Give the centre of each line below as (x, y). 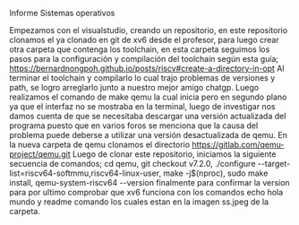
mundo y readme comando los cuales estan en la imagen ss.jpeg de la (139, 202)
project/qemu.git (40, 154)
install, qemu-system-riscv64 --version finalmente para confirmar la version (149, 182)
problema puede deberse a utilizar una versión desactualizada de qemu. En (149, 135)
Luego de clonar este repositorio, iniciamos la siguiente (174, 154)
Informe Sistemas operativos (62, 13)
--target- (274, 164)
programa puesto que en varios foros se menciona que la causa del (134, 125)
